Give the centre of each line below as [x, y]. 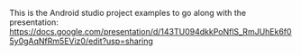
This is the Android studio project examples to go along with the [128, 13]
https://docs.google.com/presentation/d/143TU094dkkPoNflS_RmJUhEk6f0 [150, 31]
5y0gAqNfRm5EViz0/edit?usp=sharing [81, 41]
